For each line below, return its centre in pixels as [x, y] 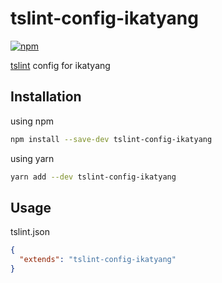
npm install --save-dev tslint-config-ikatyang [111, 139]
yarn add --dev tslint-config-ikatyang [93, 177]
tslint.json [30, 232]
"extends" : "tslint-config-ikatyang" [98, 260]
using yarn [32, 158]
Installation [46, 97]
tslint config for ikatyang [60, 65]
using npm [32, 121]
